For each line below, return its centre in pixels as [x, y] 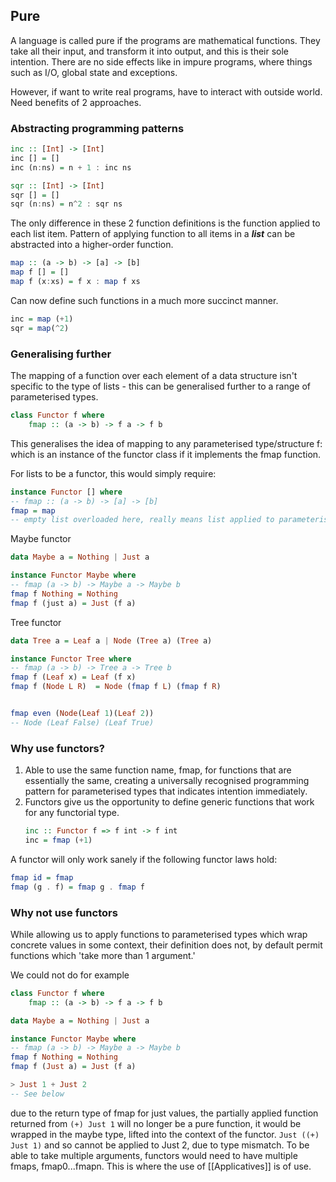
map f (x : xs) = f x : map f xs [75, 282]
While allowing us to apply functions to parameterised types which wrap [159, 934]
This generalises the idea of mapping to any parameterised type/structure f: [166, 443]
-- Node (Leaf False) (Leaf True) [82, 722]
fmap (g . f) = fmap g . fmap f [77, 887]
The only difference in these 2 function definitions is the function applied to [165, 223]
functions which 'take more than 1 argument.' [103, 955]
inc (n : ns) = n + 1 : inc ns [71, 167]
